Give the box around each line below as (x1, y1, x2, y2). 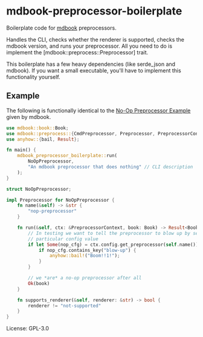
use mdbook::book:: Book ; (6, 125, 69, 131)
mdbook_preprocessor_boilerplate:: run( (17, 153, 118, 159)
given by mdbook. (6, 113, 51, 120)
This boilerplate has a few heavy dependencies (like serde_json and (6, 60, 176, 68)
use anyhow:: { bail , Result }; (6, 136, 80, 143)
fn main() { (6, 147, 36, 153)
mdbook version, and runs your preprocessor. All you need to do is (6, 42, 173, 50)
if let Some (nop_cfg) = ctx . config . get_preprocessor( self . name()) (28, 242, 199, 248)
